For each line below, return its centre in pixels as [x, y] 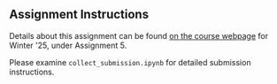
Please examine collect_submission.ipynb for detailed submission [130, 62]
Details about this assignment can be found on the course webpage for [138, 35]
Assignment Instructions [79, 15]
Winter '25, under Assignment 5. [68, 45]
